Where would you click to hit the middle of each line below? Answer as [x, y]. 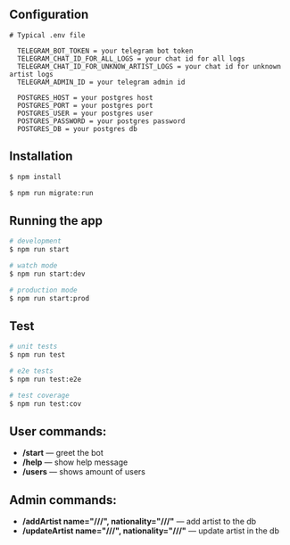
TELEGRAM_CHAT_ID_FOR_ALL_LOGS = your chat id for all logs [131, 58]
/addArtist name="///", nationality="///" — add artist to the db [139, 522]
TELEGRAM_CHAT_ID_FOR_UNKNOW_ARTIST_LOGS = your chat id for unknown [149, 66]
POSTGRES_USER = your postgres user [85, 113]
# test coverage [39, 395]
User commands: [58, 431]
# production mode [43, 290]
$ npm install [36, 177]
